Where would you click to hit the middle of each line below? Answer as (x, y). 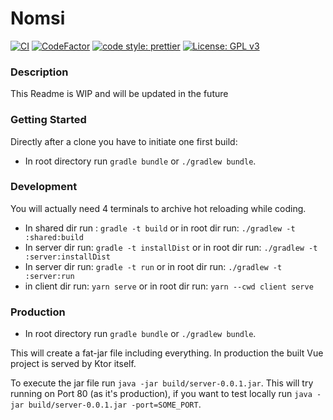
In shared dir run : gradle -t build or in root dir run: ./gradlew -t (160, 228)
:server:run (49, 276)
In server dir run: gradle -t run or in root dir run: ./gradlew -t (153, 266)
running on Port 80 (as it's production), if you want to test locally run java (161, 394)
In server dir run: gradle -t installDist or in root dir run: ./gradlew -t (171, 247)
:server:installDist (67, 257)
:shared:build (54, 237)
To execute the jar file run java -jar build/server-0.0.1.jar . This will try (162, 383)
